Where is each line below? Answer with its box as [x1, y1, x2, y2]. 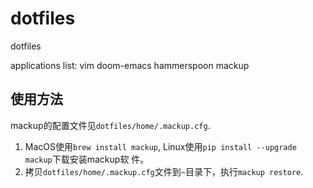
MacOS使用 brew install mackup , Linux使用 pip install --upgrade [24, 140, 297, 152]
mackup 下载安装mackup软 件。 [24, 153, 150, 165]
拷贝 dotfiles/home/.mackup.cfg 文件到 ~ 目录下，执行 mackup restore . [24, 165, 304, 177]
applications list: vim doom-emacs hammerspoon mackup [10, 59, 250, 71]
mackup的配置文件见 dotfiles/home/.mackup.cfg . [10, 119, 211, 131]
